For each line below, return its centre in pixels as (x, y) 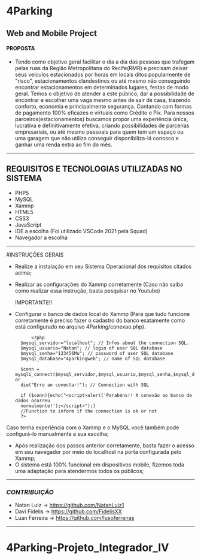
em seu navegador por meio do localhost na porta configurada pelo (98, 451)
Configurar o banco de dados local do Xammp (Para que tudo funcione (102, 314)
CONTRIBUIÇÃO (30, 492)
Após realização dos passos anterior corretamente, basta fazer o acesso (104, 445)
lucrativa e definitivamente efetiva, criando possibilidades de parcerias (102, 125)
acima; (23, 273)
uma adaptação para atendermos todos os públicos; (79, 471)
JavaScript (28, 225)
